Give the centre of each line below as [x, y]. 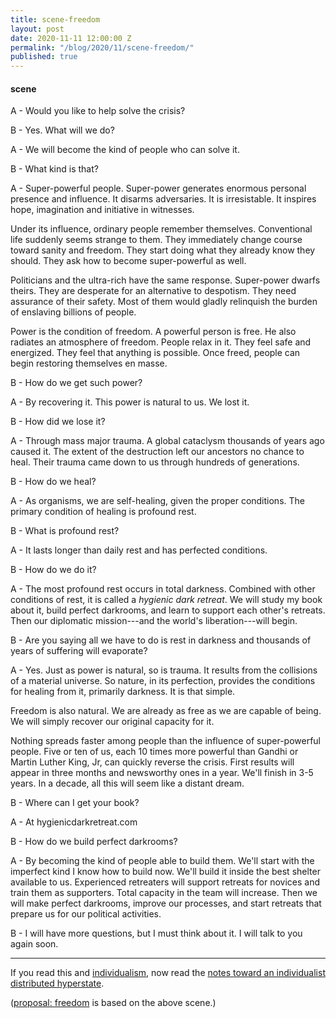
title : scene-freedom [55, 19]
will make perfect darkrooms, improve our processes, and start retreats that [166, 903]
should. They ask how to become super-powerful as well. [128, 261]
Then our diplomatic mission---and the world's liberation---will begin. [154, 621]
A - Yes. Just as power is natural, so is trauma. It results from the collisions [164, 670]
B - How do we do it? [53, 570]
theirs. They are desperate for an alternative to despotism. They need [153, 291]
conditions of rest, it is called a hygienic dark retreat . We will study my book [166, 600]
